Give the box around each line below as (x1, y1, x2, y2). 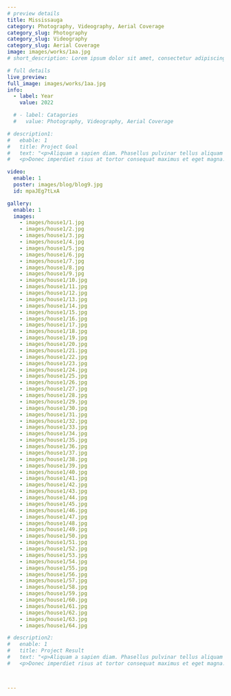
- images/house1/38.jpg (19, 455, 88, 463)
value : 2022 (19, 99, 54, 107)
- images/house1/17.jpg (19, 321, 88, 329)
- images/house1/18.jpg (19, 328, 88, 335)
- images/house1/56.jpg (19, 571, 88, 578)
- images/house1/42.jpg (19, 481, 88, 488)
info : (7, 87, 23, 94)
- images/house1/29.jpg (19, 398, 88, 405)
